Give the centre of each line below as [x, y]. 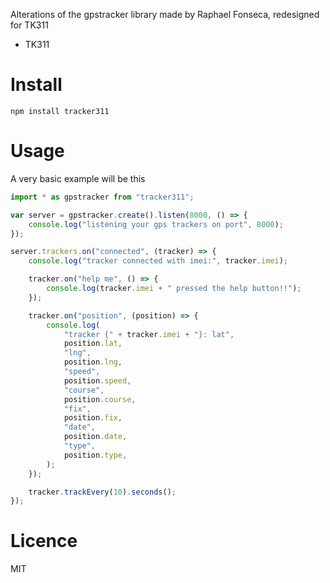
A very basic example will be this [78, 178]
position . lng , [93, 362]
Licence [44, 541]
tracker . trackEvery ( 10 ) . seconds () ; [102, 492]
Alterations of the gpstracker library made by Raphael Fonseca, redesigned [165, 14]
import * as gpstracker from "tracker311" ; [102, 197]
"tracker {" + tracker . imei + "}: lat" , [149, 334]
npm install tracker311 [60, 111]
